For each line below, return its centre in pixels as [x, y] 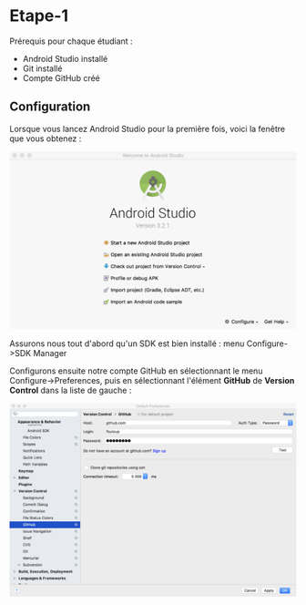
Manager [50, 354]
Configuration [50, 107]
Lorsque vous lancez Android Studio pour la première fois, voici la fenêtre [147, 128]
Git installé [42, 68]
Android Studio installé [65, 58]
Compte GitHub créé [61, 77]
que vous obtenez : [46, 138]
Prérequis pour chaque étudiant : [71, 41]
